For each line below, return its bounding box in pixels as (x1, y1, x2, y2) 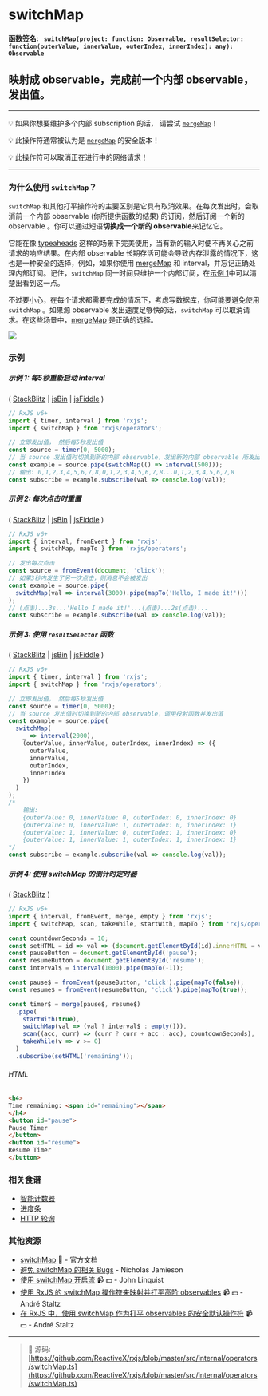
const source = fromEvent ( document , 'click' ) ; (8, 567, 166, 575)
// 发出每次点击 (8, 559, 55, 568)
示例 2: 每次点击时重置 (8, 494, 82, 504)
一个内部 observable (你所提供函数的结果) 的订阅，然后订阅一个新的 (22, 211, 245, 220)
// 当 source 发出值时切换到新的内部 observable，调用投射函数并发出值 (8, 709, 223, 718)
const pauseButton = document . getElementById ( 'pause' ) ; (8, 949, 198, 958)
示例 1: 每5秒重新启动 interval (8, 373, 105, 383)
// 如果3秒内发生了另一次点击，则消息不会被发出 (8, 574, 148, 582)
